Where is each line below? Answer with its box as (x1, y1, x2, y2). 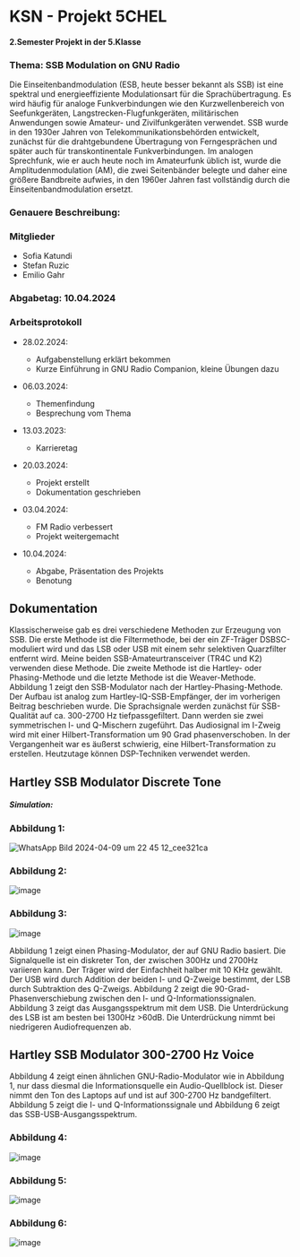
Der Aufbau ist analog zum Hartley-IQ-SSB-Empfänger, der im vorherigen (9, 692, 280, 702)
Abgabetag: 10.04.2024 (9, 292, 116, 305)
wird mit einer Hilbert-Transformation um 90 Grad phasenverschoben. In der (9, 729, 291, 740)
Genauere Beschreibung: (9, 206, 121, 219)
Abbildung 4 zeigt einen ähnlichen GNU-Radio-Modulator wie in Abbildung (9, 1071, 285, 1081)
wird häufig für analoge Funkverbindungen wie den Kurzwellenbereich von (9, 99, 285, 109)
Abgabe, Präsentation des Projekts (35, 565, 164, 576)
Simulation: (9, 799, 54, 810)
